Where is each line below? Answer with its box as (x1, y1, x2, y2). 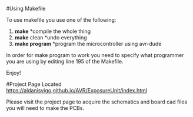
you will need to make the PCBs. (6, 105, 84, 111)
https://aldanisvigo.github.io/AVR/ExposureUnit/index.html (6, 87, 148, 93)
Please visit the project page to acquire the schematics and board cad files (6, 98, 188, 105)
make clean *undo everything (14, 34, 87, 41)
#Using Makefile (6, 5, 46, 12)
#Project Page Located (6, 81, 62, 88)
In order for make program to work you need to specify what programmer (6, 52, 184, 58)
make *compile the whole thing (14, 28, 91, 35)
